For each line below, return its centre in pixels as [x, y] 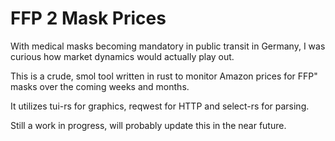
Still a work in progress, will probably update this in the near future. [148, 125]
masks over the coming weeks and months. [100, 86]
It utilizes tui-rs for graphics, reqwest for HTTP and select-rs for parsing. [160, 106]
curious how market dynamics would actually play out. [122, 56]
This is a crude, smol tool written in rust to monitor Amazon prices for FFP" [164, 76]
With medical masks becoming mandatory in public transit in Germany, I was [168, 46]
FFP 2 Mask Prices [88, 18]
